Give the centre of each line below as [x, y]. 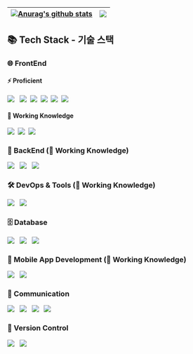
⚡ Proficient [25, 81]
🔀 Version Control [38, 328]
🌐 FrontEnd [27, 64]
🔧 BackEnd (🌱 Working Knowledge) [68, 150]
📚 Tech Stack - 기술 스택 [61, 40]
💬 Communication [39, 294]
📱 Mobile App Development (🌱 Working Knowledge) [97, 259]
